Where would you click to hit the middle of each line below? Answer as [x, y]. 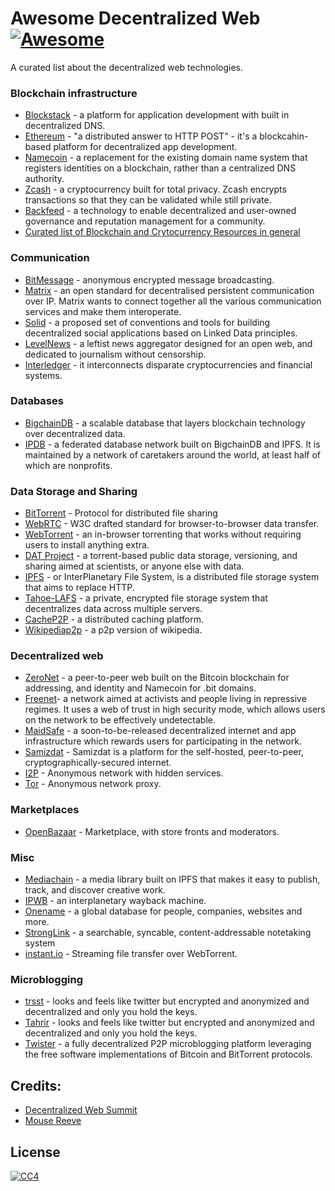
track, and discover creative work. [95, 890]
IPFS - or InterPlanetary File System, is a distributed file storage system [172, 577]
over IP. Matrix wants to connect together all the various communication [173, 301]
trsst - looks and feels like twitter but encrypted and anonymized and [167, 1001]
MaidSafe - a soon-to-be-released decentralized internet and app [160, 731]
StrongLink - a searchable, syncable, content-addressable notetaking [168, 933]
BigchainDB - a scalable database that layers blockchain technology [165, 423]
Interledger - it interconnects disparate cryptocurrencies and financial [168, 364]
